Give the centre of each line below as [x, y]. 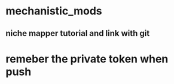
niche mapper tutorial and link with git [78, 33]
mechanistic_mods [54, 11]
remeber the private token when [87, 59]
